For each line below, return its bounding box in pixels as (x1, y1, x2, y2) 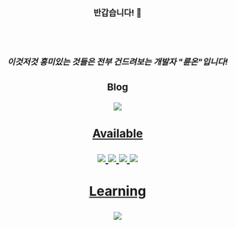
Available (92, 126, 143, 140)
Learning (89, 182, 147, 199)
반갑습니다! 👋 (93, 6, 142, 18)
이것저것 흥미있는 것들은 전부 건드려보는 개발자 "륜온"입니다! (6, 56, 229, 67)
